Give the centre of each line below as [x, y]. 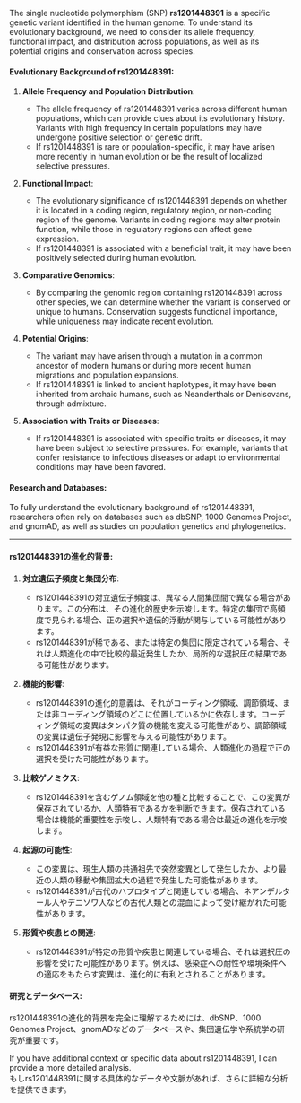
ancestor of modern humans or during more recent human [143, 366]
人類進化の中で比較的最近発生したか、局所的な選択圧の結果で [165, 653]
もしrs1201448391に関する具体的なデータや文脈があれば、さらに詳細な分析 [149, 1078]
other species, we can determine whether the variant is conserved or [163, 302]
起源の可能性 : [47, 849]
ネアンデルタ [267, 890]
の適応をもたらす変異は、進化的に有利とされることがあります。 [153, 974]
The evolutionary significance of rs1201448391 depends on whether [161, 201]
